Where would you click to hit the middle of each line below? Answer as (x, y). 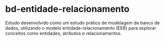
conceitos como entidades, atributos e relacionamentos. (63, 33)
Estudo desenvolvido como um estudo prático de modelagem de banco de (82, 23)
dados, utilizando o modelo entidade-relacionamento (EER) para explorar (81, 28)
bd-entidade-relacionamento (67, 9)
